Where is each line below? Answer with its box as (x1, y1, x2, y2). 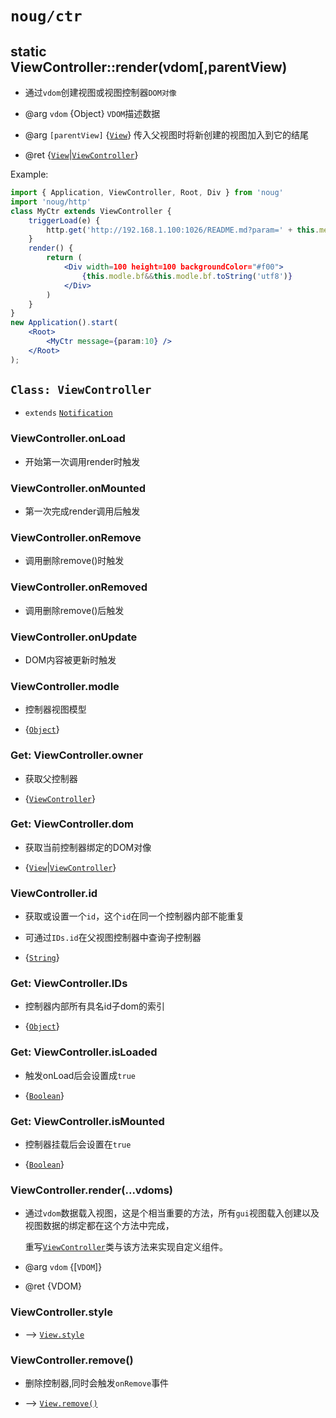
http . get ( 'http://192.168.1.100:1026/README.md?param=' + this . (46, 225, 320, 235)
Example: (10, 168, 49, 180)
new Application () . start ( (10, 318, 118, 328)
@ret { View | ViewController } (24, 149, 139, 161)
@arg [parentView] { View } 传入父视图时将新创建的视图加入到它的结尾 (24, 129, 310, 141)
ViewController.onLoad (10, 432, 126, 446)
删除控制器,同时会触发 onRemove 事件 (24, 1377, 170, 1389)
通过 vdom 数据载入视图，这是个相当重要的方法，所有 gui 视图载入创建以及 (24, 1207, 320, 1219)
